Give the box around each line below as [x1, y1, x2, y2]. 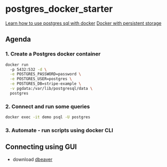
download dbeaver [12, 156, 53, 162]
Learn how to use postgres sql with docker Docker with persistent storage [5, 20, 162, 26]
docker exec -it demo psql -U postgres [5, 115, 91, 120]
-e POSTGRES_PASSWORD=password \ [10, 71, 81, 77]
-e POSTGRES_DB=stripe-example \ [10, 81, 81, 86]
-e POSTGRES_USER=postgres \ [10, 77, 72, 82]
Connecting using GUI [5, 142, 77, 152]
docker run [5, 62, 29, 67]
